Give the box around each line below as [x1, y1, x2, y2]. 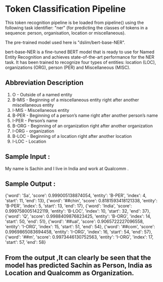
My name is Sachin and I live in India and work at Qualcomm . [5, 165, 129, 172]
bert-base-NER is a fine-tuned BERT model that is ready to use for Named [5, 49, 155, 55]
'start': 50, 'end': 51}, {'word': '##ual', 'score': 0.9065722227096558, [5, 218, 144, 224]
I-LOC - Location [12, 138, 47, 144]
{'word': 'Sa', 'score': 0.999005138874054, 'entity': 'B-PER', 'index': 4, [5, 193, 147, 198]
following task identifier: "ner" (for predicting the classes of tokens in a [5, 24, 148, 30]
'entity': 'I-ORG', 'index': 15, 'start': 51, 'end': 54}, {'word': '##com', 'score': [5, 224, 155, 230]
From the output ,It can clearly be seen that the [5, 253, 151, 262]
